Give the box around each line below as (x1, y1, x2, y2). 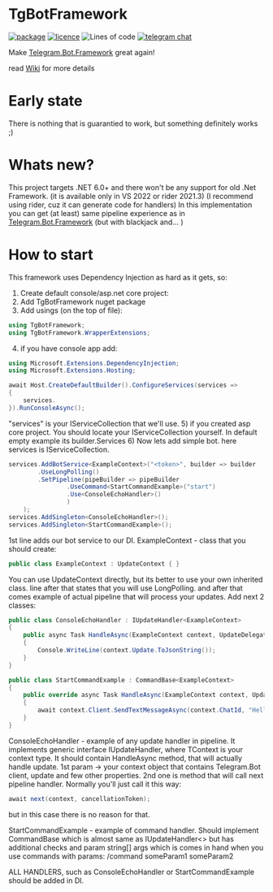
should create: (8, 543, 57, 553)
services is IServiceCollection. (8, 444, 110, 454)
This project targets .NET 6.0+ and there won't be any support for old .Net (8, 182, 257, 192)
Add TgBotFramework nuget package (19, 297, 146, 306)
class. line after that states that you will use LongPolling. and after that (8, 582, 244, 593)
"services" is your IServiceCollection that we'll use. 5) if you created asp (8, 418, 251, 428)
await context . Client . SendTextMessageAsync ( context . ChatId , (37, 706, 245, 715)
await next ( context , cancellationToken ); (8, 795, 151, 803)
